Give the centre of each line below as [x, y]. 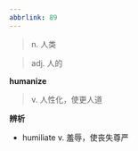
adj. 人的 [47, 63]
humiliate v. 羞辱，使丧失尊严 [75, 137]
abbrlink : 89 [33, 17]
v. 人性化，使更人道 [67, 99]
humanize [28, 80]
